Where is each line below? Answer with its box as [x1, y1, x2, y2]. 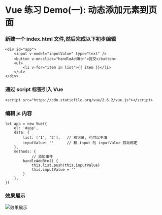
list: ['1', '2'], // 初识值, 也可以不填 [23, 135, 107, 140]
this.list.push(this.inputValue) [31, 163, 100, 168]
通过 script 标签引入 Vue [5, 86, 64, 93]
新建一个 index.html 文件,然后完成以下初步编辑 [5, 35, 116, 42]
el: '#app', [14, 126, 38, 131]
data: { [14, 130, 30, 135]
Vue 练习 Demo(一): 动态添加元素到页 [5, 4, 157, 16]
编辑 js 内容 [5, 110, 32, 117]
